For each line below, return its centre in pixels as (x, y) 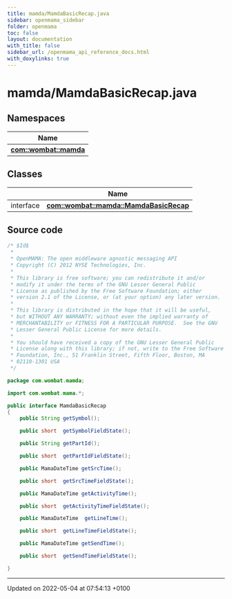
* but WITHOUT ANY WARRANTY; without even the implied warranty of (109, 316)
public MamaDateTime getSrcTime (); (71, 468)
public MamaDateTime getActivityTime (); (78, 493)
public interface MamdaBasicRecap (57, 406)
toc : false (23, 33)
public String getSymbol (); (60, 419)
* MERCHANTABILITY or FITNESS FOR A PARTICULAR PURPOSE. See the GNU (114, 323)
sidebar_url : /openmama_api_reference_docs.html (78, 53)
